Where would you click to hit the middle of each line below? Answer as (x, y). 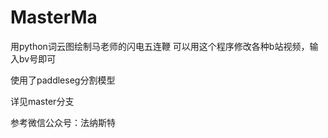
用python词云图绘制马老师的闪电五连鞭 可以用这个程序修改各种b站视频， (160, 46)
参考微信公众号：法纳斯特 (63, 122)
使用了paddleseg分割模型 (63, 80)
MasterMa (54, 17)
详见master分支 (42, 101)
